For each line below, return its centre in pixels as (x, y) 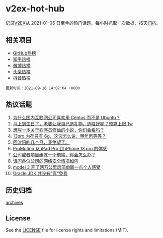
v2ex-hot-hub (35, 9)
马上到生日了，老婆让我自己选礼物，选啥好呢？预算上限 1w (73, 123)
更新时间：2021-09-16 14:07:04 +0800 (43, 88)
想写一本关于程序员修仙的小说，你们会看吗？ (59, 130)
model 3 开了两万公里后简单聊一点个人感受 (57, 167)
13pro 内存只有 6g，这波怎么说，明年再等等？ (59, 136)
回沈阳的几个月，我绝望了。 (41, 142)
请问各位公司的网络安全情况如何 (45, 161)
